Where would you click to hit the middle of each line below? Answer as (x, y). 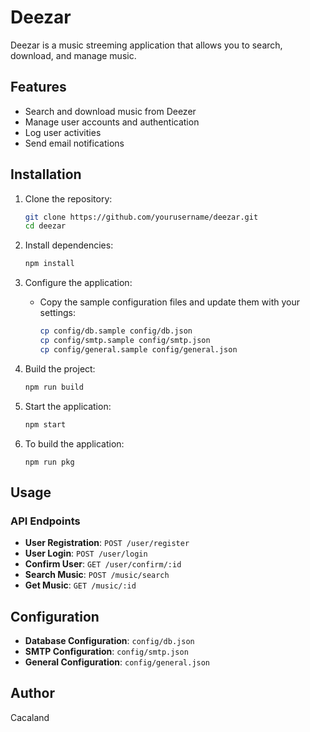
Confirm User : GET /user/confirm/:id (103, 564)
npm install (49, 264)
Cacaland (30, 717)
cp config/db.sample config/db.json (116, 331)
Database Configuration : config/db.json (109, 641)
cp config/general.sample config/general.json (138, 349)
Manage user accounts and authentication (112, 122)
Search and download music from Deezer (110, 111)
